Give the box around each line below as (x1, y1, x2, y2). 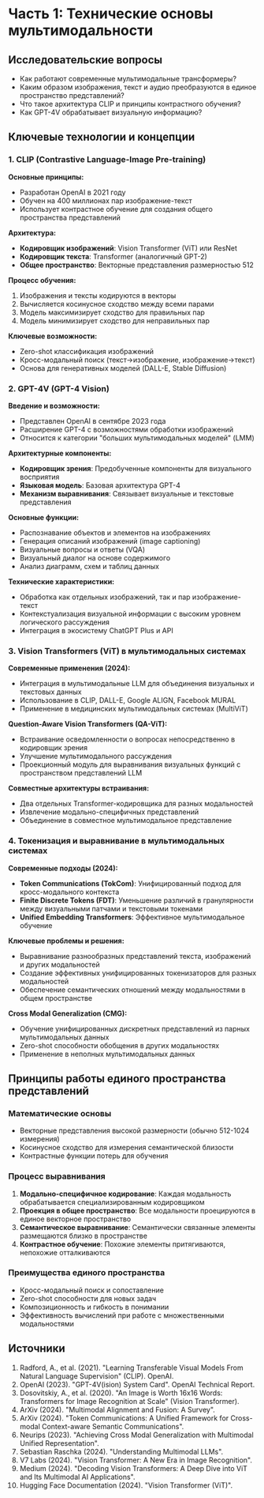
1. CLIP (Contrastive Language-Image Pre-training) (8, 154, 206, 165)
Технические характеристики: (8, 576, 115, 586)
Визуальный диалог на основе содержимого (19, 553, 171, 562)
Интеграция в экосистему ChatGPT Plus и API (19, 625, 173, 635)
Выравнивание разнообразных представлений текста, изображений (19, 951, 251, 960)
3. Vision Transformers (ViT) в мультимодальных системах (8, 645, 247, 656)
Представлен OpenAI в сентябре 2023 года (19, 416, 166, 425)
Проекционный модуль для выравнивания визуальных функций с (19, 760, 241, 769)
